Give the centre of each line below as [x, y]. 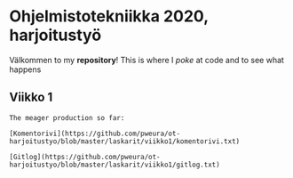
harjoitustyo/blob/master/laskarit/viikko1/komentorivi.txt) [125, 141]
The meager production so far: [67, 117]
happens [25, 69]
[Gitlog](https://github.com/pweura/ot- [85, 157]
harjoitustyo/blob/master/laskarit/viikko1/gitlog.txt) [115, 165]
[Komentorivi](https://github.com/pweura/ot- [95, 133]
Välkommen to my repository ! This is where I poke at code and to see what [146, 60]
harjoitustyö [55, 35]
